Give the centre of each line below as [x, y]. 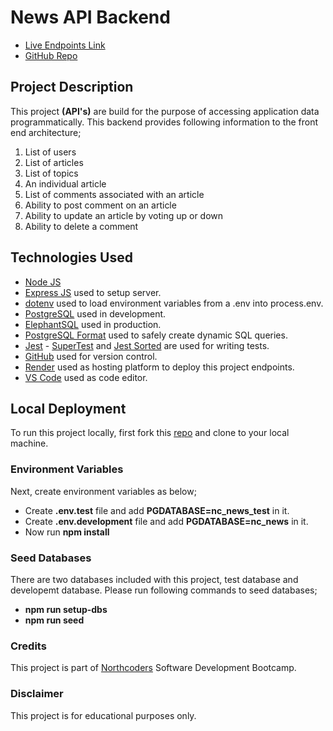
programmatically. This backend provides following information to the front [164, 122]
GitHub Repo [51, 55]
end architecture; [46, 132]
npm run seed [54, 620]
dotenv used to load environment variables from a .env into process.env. [174, 303]
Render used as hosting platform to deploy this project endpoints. [159, 367]
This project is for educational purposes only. [103, 715]
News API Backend [90, 17]
